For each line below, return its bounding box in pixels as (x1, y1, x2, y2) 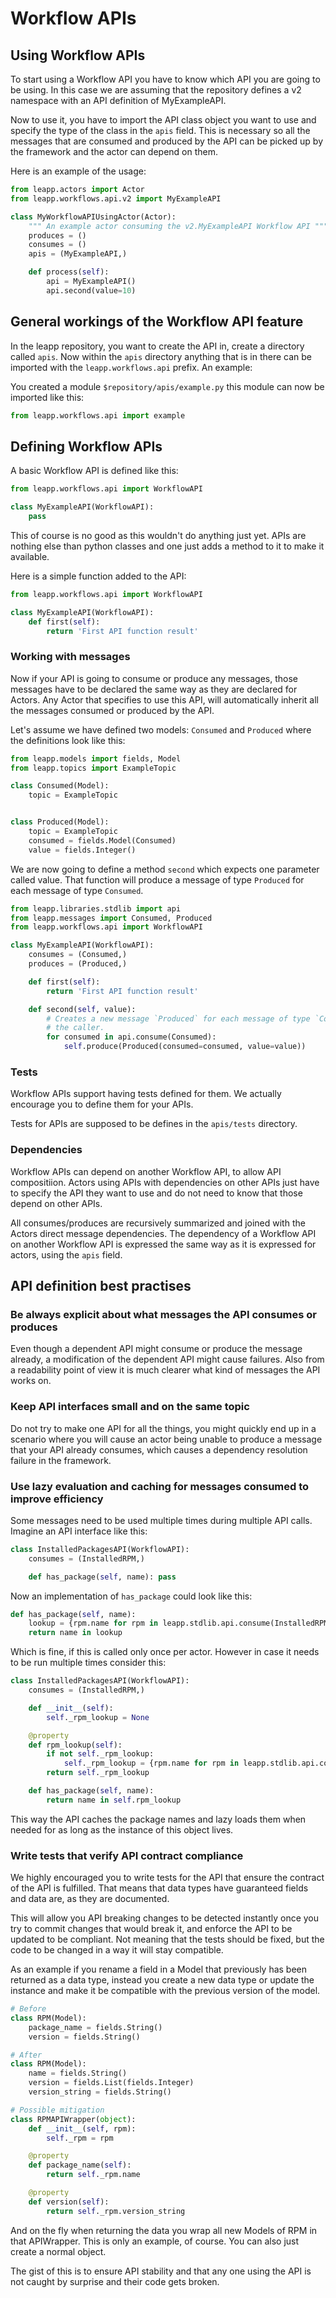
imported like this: (10, 391, 85, 403)
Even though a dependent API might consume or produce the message (10, 1343, 303, 1355)
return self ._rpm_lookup (46, 1768, 150, 1778)
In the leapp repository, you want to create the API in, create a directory (10, 340, 305, 352)
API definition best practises (10, 1278, 192, 1295)
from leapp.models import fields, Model (10, 753, 182, 764)
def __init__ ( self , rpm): (28, 2123, 137, 2134)
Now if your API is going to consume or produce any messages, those (10, 672, 298, 684)
